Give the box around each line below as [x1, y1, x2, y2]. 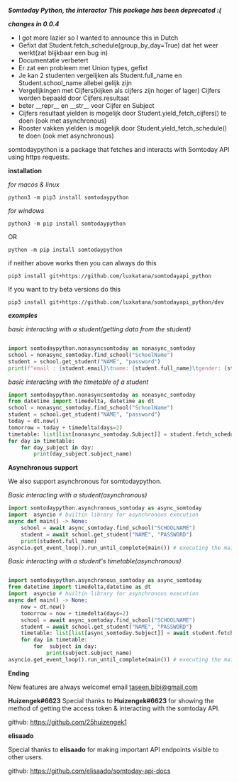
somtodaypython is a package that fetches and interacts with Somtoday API [8, 145, 230, 153]
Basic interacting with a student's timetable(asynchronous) [8, 557, 182, 566]
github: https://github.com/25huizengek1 [8, 717, 127, 726]
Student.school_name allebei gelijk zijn [18, 79, 132, 87]
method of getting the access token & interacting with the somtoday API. [8, 704, 221, 712]
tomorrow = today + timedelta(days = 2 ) [8, 424, 123, 431]
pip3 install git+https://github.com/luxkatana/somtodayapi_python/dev [8, 299, 224, 306]
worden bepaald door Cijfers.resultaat [18, 94, 130, 102]
